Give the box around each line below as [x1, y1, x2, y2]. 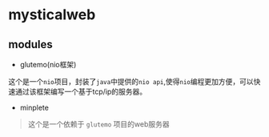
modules [8, 38, 54, 51]
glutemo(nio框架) [19, 60, 77, 69]
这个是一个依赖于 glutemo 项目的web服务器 [27, 119, 170, 129]
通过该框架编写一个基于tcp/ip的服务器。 [14, 87, 147, 96]
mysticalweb [8, 6, 96, 24]
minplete [19, 103, 50, 112]
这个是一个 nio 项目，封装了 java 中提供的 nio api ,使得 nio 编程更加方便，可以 [8, 77, 254, 86]
